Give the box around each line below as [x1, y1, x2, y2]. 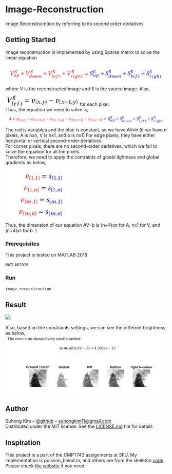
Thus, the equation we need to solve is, [5, 106, 89, 112]
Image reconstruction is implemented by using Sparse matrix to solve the [5, 49, 160, 55]
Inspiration [5, 438, 41, 447]
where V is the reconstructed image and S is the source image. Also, [5, 86, 150, 92]
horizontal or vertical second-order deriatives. [5, 137, 103, 144]
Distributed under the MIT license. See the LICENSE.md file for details [5, 423, 153, 429]
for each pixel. [79, 101, 110, 107]
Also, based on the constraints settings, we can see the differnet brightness [5, 325, 166, 331]
